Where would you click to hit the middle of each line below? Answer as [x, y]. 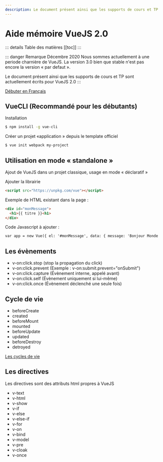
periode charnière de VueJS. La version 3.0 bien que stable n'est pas [75, 62]
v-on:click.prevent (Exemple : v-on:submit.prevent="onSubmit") [76, 268]
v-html [19, 398]
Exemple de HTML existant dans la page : [47, 200]
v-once [19, 455]
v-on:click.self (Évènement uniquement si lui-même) [65, 279]
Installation [16, 118]
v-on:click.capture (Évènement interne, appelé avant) [66, 273]
